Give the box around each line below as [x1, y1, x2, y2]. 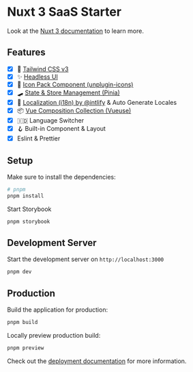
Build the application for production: [7, 306, 108, 314]
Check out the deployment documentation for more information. [7, 357, 187, 365]
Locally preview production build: [7, 331, 101, 339]
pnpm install [7, 193, 44, 199]
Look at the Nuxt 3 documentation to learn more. [7, 27, 145, 35]
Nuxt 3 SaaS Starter [7, 4, 121, 20]
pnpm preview [7, 344, 44, 351]
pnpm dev [7, 269, 32, 275]
